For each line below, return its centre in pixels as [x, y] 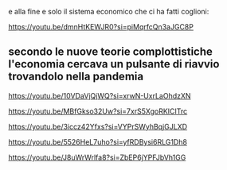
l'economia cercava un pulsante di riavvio [114, 64]
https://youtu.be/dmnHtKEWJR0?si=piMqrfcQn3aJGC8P [101, 27]
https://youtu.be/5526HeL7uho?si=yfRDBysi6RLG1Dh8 [98, 141]
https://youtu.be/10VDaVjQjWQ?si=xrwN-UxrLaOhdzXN [100, 95]
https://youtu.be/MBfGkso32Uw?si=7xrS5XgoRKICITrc [98, 111]
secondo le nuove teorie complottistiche [111, 52]
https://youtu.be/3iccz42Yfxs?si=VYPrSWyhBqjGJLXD [98, 126]
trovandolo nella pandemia [76, 77]
